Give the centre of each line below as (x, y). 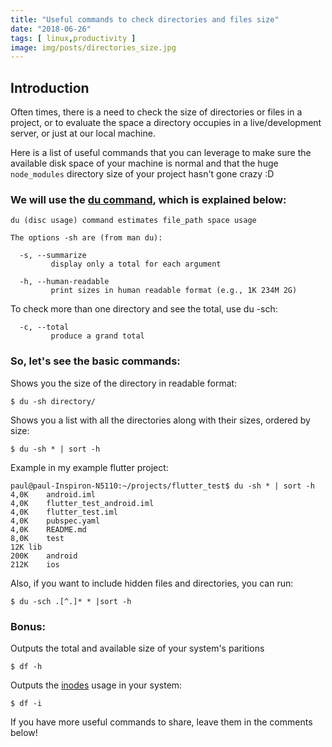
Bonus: (28, 626)
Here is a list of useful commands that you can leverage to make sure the (161, 153)
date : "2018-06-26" (51, 29)
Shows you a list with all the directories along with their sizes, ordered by (160, 420)
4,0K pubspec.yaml (55, 521)
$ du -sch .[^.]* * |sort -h (71, 601)
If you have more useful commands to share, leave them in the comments (161, 722)
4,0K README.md (48, 529)
